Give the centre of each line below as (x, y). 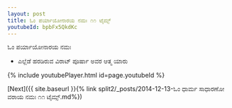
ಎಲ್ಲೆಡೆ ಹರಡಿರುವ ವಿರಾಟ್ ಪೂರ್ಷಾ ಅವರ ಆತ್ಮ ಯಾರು (73, 61)
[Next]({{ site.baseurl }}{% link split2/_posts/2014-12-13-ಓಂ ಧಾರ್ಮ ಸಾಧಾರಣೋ (116, 89)
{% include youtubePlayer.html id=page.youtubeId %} (86, 76)
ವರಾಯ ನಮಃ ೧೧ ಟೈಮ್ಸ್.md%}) (45, 97)
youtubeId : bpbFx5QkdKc (43, 27)
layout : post (27, 14)
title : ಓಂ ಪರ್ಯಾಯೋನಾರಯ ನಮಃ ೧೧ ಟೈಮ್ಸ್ (59, 20)
